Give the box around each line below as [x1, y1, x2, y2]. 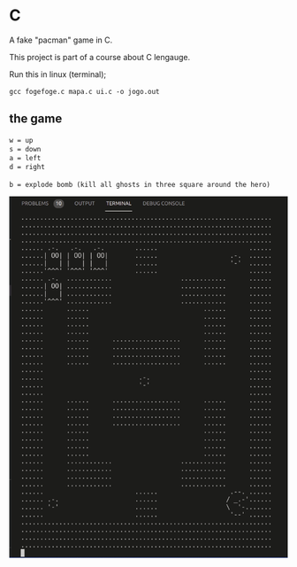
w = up [9, 136, 34, 144]
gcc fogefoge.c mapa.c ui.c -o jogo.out [9, 87, 161, 96]
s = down [9, 144, 42, 153]
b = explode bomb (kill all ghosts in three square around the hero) [9, 180, 271, 189]
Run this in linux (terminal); [9, 68, 107, 80]
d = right [9, 162, 46, 171]
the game [9, 112, 63, 127]
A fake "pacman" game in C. [9, 35, 113, 45]
